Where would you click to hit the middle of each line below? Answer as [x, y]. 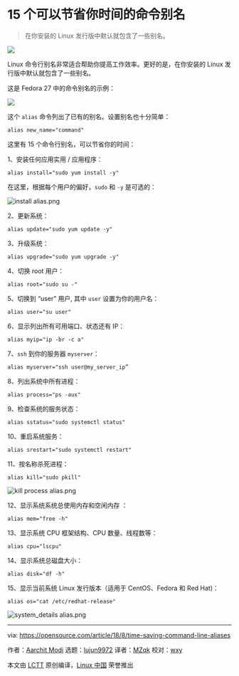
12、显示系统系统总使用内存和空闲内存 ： [68, 505]
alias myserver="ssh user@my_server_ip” [68, 367]
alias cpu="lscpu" [34, 546]
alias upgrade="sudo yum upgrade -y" [63, 257]
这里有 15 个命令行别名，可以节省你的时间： [71, 144]
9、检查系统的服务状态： [44, 408]
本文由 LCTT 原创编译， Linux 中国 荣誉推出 [70, 665]
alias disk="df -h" [36, 574]
